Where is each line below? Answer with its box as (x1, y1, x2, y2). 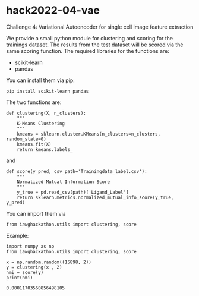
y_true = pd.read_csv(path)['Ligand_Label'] (17, 189, 129, 195)
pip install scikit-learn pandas (6, 88, 89, 94)
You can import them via (6, 210, 67, 217)
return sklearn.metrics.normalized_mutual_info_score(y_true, (17, 194, 174, 200)
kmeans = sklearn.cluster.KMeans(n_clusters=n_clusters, (17, 131, 161, 137)
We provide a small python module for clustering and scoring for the (6, 34, 173, 42)
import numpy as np (6, 243, 55, 250)
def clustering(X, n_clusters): (6, 110, 86, 116)
